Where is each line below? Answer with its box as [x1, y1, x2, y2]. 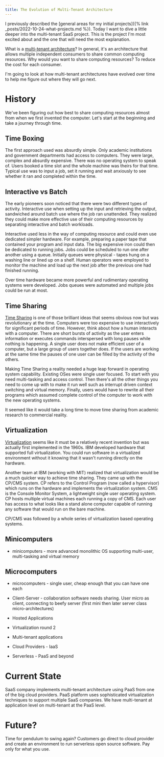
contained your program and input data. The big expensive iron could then [5, 242, 155, 247]
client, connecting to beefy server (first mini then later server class [12, 600, 147, 606]
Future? [5, 720, 37, 730]
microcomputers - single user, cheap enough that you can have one [12, 580, 149, 587]
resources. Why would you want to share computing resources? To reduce [5, 56, 156, 62]
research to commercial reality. [5, 412, 68, 418]
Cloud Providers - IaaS [12, 644, 58, 649]
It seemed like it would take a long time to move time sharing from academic [5, 407, 159, 412]
